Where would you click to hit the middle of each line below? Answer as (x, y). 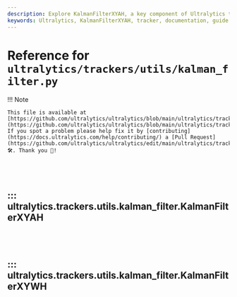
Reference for (48, 56)
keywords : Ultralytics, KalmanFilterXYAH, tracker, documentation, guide (118, 21)
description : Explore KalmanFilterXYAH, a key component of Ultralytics (116, 14)
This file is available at (47, 113)
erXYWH (27, 286)
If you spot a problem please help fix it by (75, 132)
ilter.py (33, 82)
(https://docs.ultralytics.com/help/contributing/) (85, 138)
